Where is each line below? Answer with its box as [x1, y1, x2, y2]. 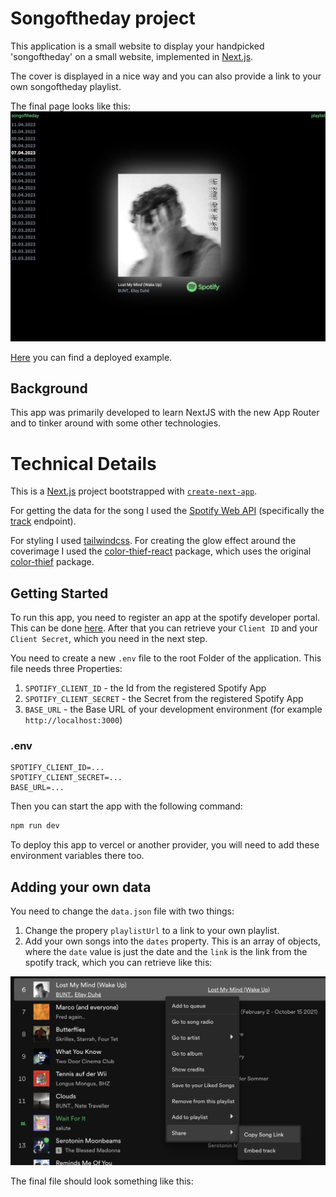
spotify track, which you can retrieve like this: [24, 957, 213, 969]
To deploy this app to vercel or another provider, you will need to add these [10, 839, 320, 851]
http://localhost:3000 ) [24, 714, 123, 726]
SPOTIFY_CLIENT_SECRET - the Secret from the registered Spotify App [24, 693, 304, 705]
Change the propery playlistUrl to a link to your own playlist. [24, 925, 280, 937]
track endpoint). [10, 515, 77, 527]
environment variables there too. [10, 850, 145, 862]
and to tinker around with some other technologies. [10, 417, 222, 429]
